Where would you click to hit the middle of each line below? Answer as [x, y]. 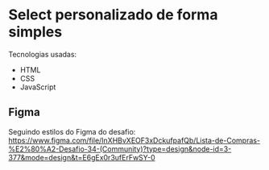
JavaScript [38, 87]
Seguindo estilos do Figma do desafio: [72, 131]
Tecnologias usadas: [43, 54]
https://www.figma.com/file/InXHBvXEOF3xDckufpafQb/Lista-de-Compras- [134, 140]
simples [35, 32]
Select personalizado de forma [113, 15]
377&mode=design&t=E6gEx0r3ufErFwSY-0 [82, 157]
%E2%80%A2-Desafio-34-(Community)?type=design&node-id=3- [120, 149]
